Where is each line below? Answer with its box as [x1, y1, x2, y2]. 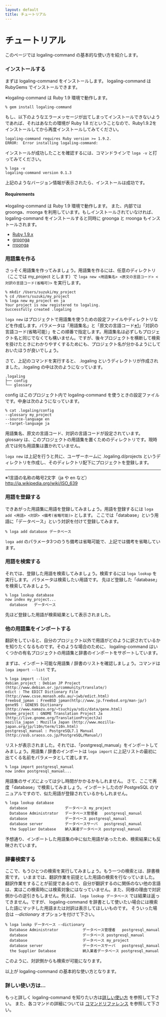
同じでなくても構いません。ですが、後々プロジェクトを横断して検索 [22, 335, 161, 341]
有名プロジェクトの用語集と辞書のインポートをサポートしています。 [22, 650, 161, 656]
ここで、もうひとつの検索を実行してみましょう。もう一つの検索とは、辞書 [5, 868, 156, 874]
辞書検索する [5, 856, 36, 863]
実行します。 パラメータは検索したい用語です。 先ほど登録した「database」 [5, 576, 160, 583]
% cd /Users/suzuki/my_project [5, 294, 70, 299]
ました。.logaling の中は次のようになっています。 [5, 364, 105, 370]
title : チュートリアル [5, 12, 47, 17]
